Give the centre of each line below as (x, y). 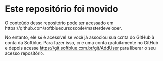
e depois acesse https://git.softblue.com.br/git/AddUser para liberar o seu (81, 48)
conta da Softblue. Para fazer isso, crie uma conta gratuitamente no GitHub (81, 42)
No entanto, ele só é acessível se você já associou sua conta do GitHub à (80, 37)
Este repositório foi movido (61, 9)
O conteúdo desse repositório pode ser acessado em (59, 23)
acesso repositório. (25, 53)
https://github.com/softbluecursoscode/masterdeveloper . (63, 28)
